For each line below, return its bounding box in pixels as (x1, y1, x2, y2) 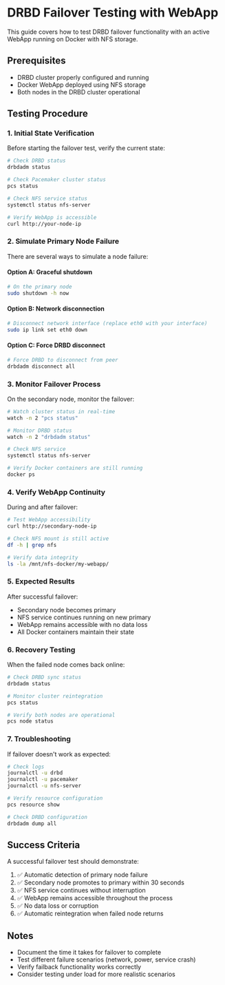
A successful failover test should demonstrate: (7, 858, 139, 866)
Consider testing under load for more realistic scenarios (17, 970, 175, 979)
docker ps (7, 471, 36, 478)
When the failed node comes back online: (7, 661, 125, 669)
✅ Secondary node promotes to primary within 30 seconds (17, 878, 184, 887)
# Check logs (7, 763, 45, 770)
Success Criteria (7, 839, 81, 851)
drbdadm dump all (7, 820, 57, 827)
